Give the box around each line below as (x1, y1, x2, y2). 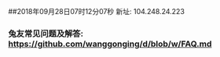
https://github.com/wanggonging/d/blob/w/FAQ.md (8, 38, 212, 49)
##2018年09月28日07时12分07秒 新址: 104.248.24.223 (8, 7, 185, 16)
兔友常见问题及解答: (8, 28, 84, 39)
